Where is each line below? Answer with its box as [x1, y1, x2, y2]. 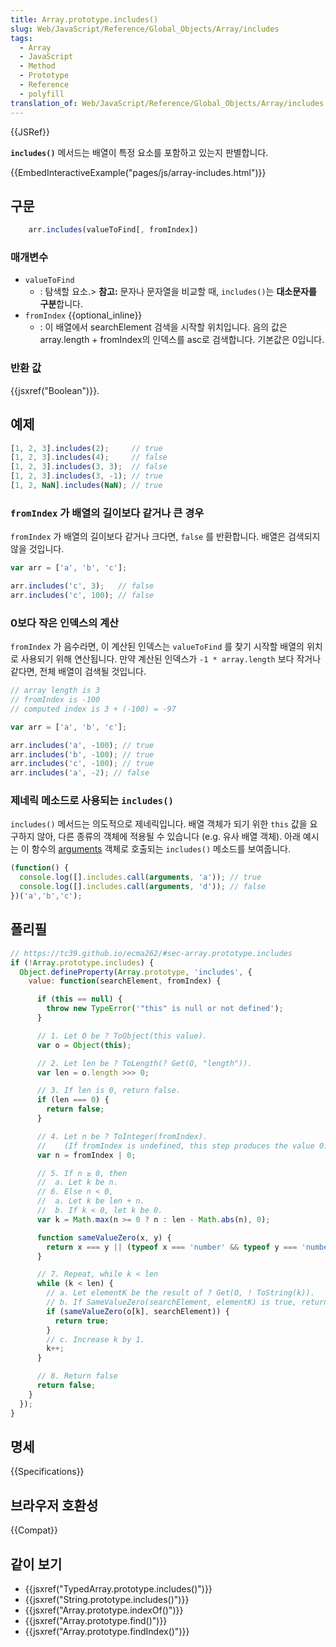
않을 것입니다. [10, 543, 65, 555]
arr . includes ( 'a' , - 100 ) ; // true [10, 740, 155, 750]
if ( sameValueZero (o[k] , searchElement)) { [46, 1306, 230, 1316]
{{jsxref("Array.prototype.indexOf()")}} [24, 1604, 184, 1616]
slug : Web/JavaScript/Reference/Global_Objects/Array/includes [10, 24, 280, 34]
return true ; [54, 1316, 110, 1326]
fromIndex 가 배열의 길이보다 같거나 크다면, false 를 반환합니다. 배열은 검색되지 [10, 531, 321, 543]
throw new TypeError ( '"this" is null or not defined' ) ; [46, 1004, 284, 1014]
